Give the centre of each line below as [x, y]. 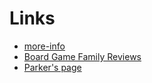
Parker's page [52, 67]
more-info [44, 46]
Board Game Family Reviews [82, 56]
